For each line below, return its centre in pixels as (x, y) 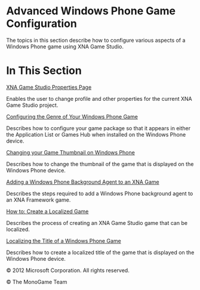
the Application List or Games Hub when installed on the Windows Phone (96, 134)
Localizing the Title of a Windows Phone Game (64, 240)
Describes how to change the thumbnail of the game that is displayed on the (100, 164)
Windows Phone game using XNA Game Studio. (65, 47)
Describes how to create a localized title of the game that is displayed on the (100, 252)
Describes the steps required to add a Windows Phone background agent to (100, 193)
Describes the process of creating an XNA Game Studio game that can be (97, 223)
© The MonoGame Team (37, 282)
